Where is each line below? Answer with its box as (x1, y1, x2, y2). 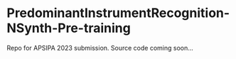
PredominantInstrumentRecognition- (6, 5, 230, 21)
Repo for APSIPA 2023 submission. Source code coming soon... (6, 43, 193, 52)
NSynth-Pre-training (6, 20, 131, 36)
